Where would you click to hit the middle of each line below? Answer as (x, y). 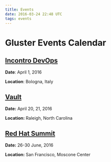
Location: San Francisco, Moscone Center (48, 154)
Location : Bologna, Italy (29, 82)
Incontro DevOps (31, 61)
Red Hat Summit (30, 134)
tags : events (18, 18)
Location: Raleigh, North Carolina (39, 118)
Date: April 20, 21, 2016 (29, 109)
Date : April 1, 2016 (23, 72)
